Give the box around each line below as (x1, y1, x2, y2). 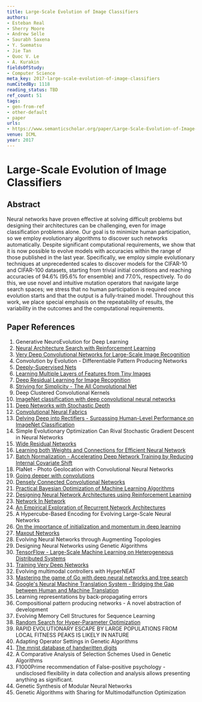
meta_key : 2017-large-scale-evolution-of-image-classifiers (7, 76, 161, 82)
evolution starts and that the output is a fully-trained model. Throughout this (7, 292, 194, 299)
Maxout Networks (15, 529, 60, 536)
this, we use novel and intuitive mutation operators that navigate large (7, 279, 179, 286)
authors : (7, 14, 29, 20)
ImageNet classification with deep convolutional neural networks (15, 395, 176, 403)
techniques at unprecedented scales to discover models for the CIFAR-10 (7, 260, 188, 267)
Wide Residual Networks (15, 440, 77, 447)
